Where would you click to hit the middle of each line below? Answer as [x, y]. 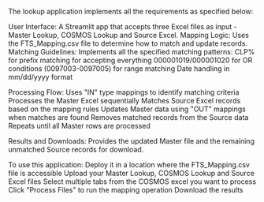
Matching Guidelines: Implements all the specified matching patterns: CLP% [132, 52]
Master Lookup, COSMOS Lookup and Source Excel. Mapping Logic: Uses [129, 35]
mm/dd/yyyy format [41, 77]
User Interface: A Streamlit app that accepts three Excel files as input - [123, 26]
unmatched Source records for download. [76, 150]
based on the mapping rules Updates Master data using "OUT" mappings [127, 109]
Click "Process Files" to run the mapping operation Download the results [126, 190]
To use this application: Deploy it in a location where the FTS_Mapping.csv [129, 165]
